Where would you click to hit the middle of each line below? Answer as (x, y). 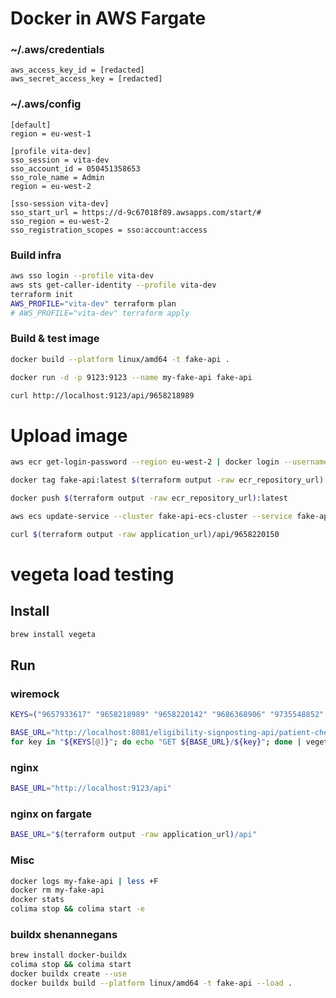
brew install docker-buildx (69, 955)
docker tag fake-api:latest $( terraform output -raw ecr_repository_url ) (167, 480)
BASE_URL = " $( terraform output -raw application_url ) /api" (133, 835)
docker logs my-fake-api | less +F (84, 881)
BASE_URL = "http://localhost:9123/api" (91, 788)
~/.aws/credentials (57, 50)
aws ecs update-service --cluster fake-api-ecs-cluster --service (151, 516)
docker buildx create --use (69, 974)
